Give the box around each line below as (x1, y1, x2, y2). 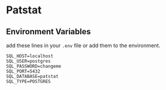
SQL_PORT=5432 (6, 69, 41, 74)
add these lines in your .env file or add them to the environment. (6, 42, 161, 49)
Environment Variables (6, 27, 91, 37)
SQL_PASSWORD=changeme (6, 63, 61, 69)
